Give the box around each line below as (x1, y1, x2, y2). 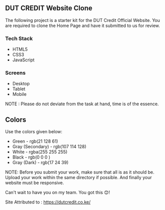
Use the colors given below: (5, 129, 63, 135)
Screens (5, 69, 26, 76)
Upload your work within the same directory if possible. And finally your (5, 175, 152, 181)
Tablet (12, 86, 26, 92)
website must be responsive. (5, 180, 64, 186)
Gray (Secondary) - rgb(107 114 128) (12, 144, 86, 150)
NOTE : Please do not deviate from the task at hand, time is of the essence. (5, 101, 159, 107)
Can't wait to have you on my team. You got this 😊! (5, 190, 110, 196)
